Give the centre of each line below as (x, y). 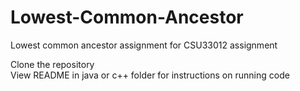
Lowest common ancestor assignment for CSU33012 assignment (144, 45)
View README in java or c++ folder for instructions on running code (150, 75)
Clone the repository (52, 64)
